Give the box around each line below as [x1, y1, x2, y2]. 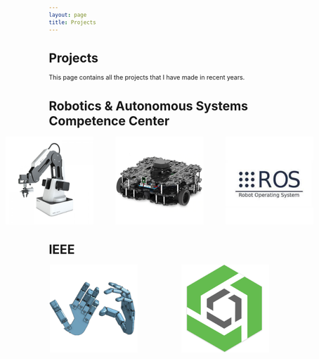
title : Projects [48, 18, 96, 26]
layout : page [48, 11, 87, 18]
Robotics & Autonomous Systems [48, 98, 249, 114]
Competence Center [48, 113, 170, 129]
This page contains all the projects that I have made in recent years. [48, 73, 245, 82]
